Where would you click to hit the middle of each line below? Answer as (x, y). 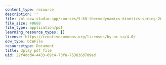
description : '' (22, 14)
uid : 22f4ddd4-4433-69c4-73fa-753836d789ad (51, 55)
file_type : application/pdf (34, 28)
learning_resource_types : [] (35, 32)
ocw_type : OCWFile (24, 42)
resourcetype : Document (30, 46)
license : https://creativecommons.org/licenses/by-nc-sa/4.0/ (70, 37)
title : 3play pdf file (28, 50)
